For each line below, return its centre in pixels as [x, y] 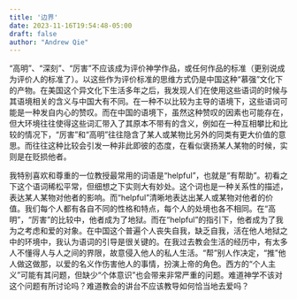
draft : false [33, 34]
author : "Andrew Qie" [49, 42]
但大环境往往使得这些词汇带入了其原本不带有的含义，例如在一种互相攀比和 [145, 124]
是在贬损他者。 [44, 157]
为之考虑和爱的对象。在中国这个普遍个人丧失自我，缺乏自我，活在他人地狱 [145, 231]
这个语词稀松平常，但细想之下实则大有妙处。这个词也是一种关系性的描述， [152, 187]
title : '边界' [34, 17]
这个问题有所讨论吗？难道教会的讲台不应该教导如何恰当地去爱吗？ [129, 286]
